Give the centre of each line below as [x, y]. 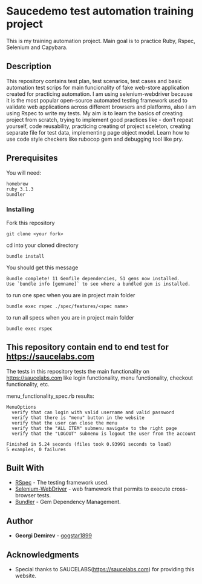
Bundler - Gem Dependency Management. [68, 502]
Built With [25, 468]
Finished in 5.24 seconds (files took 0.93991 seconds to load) [89, 444]
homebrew [17, 184]
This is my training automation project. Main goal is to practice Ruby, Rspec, [101, 41]
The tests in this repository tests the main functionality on [78, 371]
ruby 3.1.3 [20, 189]
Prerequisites [32, 158]
